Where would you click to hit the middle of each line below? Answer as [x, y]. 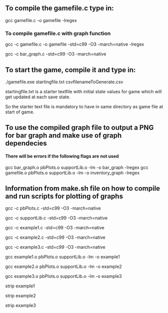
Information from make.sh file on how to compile [83, 188]
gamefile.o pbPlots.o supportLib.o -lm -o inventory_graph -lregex [72, 173]
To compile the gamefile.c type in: [60, 8]
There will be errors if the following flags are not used [62, 156]
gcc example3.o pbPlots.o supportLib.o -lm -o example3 [63, 276]
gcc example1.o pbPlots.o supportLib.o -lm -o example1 [63, 257]
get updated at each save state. [38, 97]
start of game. [20, 112]
